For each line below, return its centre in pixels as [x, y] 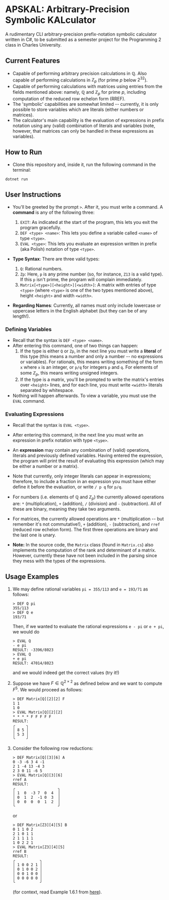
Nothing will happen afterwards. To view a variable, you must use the [84, 396]
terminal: [22, 170]
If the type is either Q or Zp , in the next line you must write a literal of [91, 351]
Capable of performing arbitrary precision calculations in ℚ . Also [80, 73]
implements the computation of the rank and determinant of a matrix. [84, 550]
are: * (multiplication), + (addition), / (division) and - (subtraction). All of [87, 503]
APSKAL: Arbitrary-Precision [67, 9]
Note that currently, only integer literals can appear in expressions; [82, 476]
